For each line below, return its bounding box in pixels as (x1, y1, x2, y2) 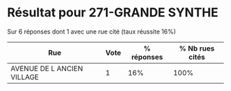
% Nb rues (179, 43, 215, 53)
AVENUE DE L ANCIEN (10, 64, 84, 73)
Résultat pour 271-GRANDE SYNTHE (7, 5, 219, 21)
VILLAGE (10, 72, 39, 81)
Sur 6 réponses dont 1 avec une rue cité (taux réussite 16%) (7, 27, 177, 36)
